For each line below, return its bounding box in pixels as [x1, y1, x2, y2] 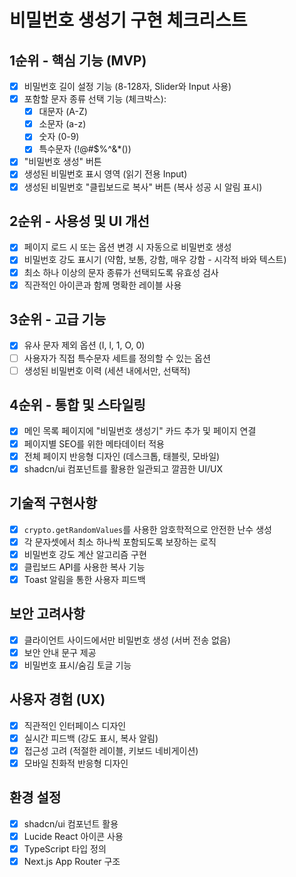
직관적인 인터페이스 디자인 [23, 719, 127, 731]
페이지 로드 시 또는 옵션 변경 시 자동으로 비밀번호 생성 [23, 241, 232, 253]
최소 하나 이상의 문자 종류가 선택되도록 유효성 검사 [23, 266, 219, 278]
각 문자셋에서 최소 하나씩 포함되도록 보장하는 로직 [23, 536, 217, 548]
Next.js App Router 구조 [23, 855, 121, 867]
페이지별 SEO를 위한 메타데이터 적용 [23, 437, 165, 450]
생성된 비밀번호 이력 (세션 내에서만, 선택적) [23, 364, 191, 376]
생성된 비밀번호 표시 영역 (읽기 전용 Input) [23, 168, 188, 180]
